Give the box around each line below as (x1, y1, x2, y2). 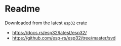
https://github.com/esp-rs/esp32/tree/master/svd (12, 35, 116, 41)
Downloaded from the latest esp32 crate (5, 20, 88, 26)
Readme (5, 3, 41, 15)
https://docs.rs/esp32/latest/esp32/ (12, 29, 87, 35)
